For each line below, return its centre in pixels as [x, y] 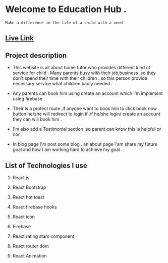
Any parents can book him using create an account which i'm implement [88, 93]
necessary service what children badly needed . [63, 84]
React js [21, 177]
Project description [36, 55]
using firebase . [29, 99]
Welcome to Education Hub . [66, 9]
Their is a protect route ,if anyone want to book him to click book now [85, 109]
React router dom [31, 246]
